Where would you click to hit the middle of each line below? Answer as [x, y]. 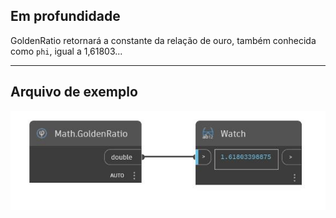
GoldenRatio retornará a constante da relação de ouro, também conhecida [163, 40]
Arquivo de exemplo [74, 92]
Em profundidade [65, 16]
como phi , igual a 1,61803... [66, 51]
